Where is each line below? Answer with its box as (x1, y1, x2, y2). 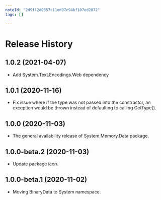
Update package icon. (12, 161, 59, 167)
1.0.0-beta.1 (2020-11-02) (5, 175, 88, 184)
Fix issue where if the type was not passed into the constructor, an (12, 99, 151, 106)
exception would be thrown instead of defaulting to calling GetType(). (12, 105, 156, 111)
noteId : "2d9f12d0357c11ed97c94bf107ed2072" (5, 7, 100, 13)
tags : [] (5, 12, 24, 17)
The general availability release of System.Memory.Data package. (12, 133, 149, 139)
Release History (5, 38, 73, 49)
